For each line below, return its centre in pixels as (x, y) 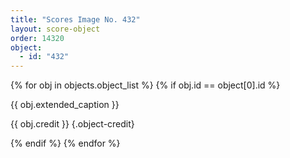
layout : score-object (55, 29)
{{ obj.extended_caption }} (65, 105)
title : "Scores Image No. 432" (75, 19)
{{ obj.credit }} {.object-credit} (72, 124)
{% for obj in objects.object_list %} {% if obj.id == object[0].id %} (145, 85)
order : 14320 (37, 38)
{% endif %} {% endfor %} (65, 143)
